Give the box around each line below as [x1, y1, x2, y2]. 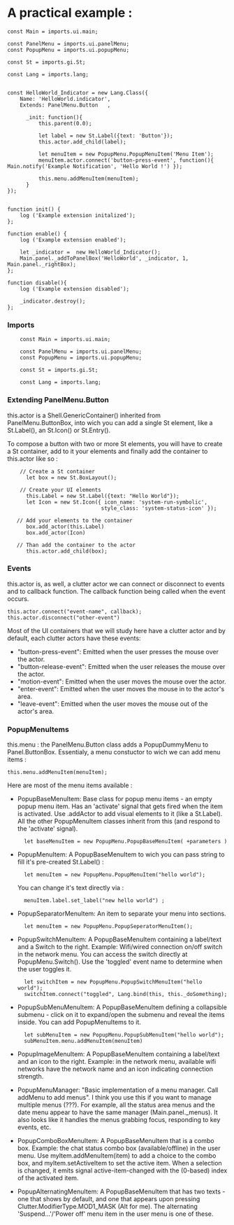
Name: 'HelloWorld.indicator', [20, 95, 111, 102]
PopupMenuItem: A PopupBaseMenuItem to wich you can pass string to [17, 850, 225, 859]
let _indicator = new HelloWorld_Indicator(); [20, 249, 161, 256]
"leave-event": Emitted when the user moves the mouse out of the [17, 699, 208, 708]
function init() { [7, 205, 61, 213]
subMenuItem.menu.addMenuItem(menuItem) [24, 1038, 143, 1045]
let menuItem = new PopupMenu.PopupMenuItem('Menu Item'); [38, 151, 214, 158]
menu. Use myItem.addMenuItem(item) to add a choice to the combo [17, 1151, 217, 1160]
